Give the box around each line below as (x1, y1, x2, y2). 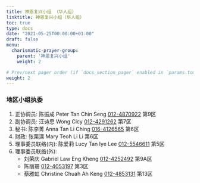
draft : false (6, 36, 39, 42)
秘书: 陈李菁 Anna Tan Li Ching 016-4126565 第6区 (14, 125, 139, 132)
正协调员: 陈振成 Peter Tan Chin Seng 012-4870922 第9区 (14, 110, 157, 117)
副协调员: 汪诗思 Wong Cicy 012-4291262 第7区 (14, 117, 132, 125)
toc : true (6, 20, 31, 26)
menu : (6, 42, 20, 48)
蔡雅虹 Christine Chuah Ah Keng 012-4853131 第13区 (23, 170, 153, 177)
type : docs (6, 25, 33, 32)
